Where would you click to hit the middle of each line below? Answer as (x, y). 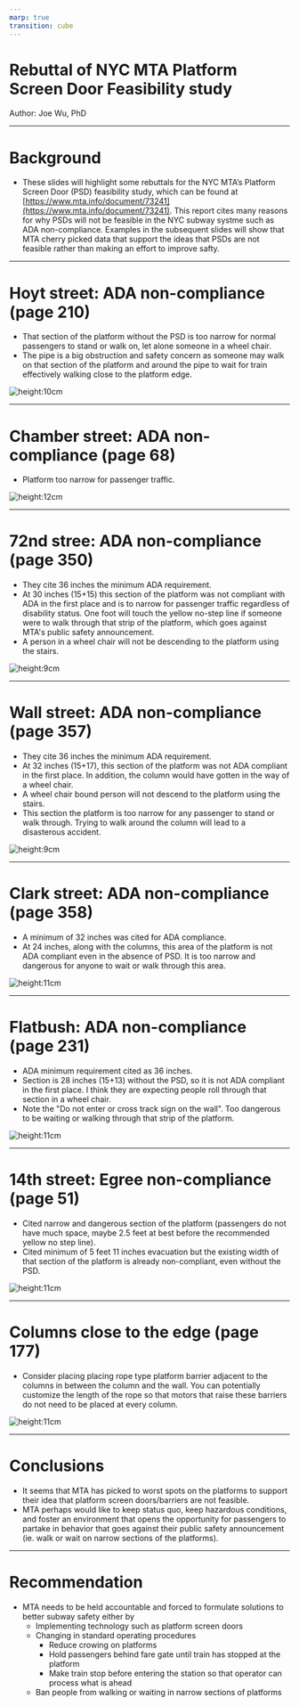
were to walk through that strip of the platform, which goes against (144, 623)
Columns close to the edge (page (134, 1332)
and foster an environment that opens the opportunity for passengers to (154, 1519)
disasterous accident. (61, 832)
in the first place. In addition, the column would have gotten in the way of (156, 775)
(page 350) (52, 560)
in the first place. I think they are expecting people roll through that (144, 1090)
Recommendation (76, 1582)
